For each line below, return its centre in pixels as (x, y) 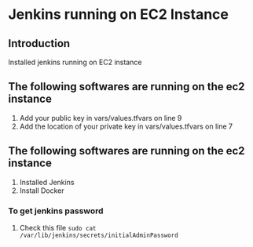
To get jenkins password (56, 211)
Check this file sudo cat (58, 227)
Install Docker (42, 191)
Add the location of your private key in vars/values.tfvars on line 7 (126, 126)
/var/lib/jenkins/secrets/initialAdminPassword (99, 235)
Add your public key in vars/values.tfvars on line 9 (101, 118)
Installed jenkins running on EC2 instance (75, 62)
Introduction (39, 44)
